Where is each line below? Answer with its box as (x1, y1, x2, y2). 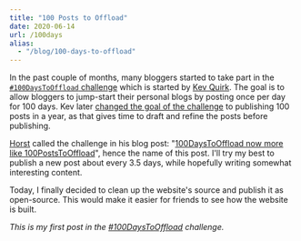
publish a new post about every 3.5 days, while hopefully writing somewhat (9, 157, 292, 168)
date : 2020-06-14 (9, 22, 75, 31)
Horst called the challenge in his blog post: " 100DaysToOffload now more (9, 138, 284, 149)
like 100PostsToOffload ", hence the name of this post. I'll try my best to (9, 147, 275, 159)
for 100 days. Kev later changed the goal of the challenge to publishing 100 (9, 101, 290, 112)
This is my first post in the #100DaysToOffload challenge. (9, 222, 225, 233)
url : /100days (9, 30, 64, 39)
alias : (9, 38, 35, 48)
